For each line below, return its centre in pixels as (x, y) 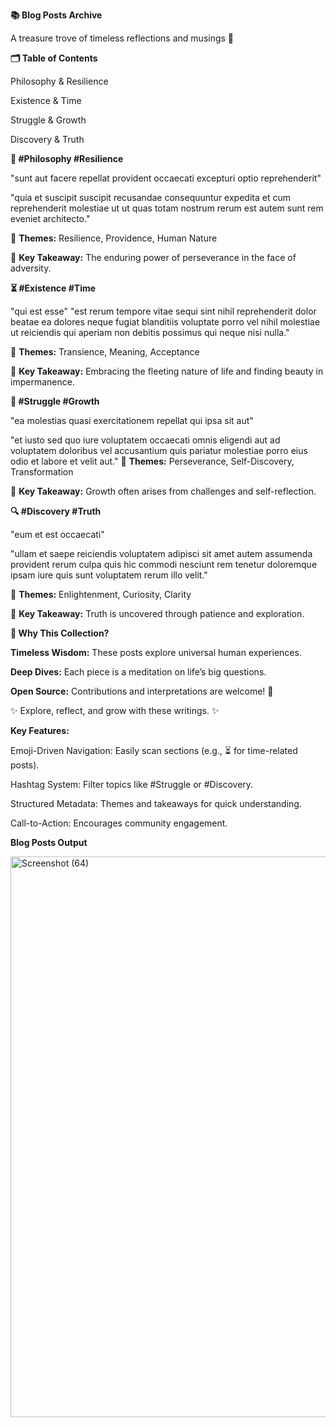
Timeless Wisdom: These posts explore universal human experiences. (156, 652)
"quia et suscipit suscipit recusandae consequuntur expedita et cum (150, 197)
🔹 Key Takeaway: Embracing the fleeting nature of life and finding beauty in (167, 371)
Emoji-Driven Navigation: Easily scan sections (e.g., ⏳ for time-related (154, 750)
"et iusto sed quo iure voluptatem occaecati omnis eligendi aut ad (145, 440)
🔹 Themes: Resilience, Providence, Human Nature (114, 238)
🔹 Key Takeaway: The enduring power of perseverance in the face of (153, 257)
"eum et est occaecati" (57, 534)
